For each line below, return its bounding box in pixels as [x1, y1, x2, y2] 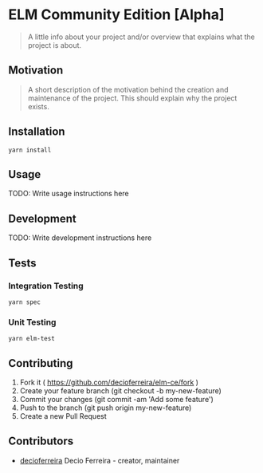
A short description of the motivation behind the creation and [27, 85, 229, 94]
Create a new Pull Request [19, 411, 108, 420]
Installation [8, 125, 65, 139]
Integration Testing [8, 280, 84, 291]
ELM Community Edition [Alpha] [8, 6, 225, 24]
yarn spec [8, 298, 41, 306]
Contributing [8, 357, 73, 370]
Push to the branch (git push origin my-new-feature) [19, 403, 192, 412]
